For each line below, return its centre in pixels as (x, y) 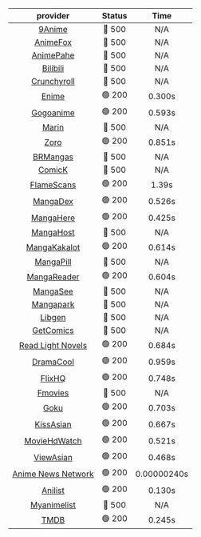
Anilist (53, 490)
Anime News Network (53, 474)
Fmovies (53, 393)
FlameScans (53, 185)
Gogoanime (53, 113)
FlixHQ (53, 378)
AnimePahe (53, 55)
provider (53, 16)
